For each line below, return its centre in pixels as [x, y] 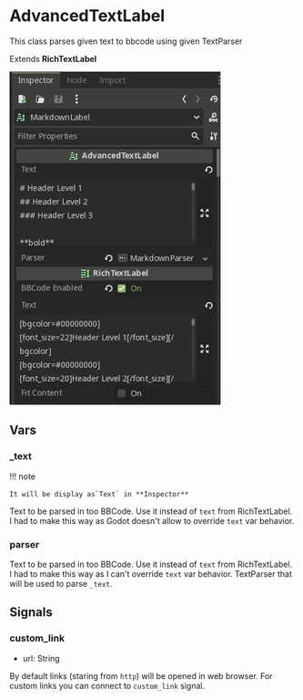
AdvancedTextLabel [87, 16]
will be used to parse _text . [61, 583]
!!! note [23, 476]
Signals [31, 612]
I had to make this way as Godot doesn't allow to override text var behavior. [152, 520]
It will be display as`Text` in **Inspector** [99, 494]
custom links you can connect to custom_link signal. [107, 685]
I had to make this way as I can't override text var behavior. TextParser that [151, 574]
